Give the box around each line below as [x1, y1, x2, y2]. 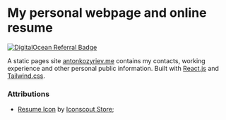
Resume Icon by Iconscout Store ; [17, 105, 114, 114]
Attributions [7, 89, 50, 99]
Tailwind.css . [7, 72, 46, 80]
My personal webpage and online [7, 5, 207, 21]
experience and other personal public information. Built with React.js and [7, 64, 219, 72]
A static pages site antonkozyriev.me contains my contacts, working [7, 56, 206, 65]
